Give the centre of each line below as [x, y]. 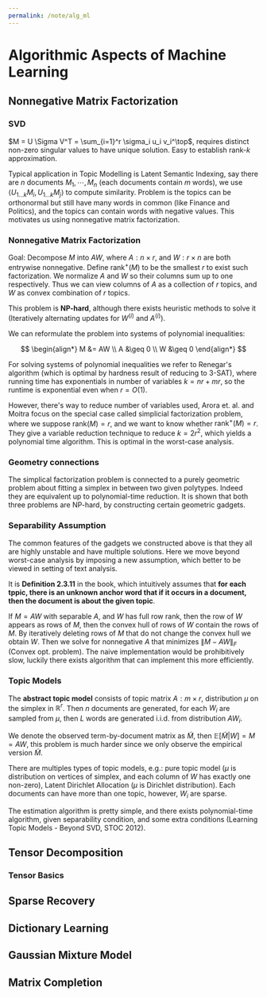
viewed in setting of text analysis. [63, 568]
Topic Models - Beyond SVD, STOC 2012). [77, 827]
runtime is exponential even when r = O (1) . [78, 389]
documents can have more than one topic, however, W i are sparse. [118, 794]
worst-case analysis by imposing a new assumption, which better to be [124, 560]
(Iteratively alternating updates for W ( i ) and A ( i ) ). [87, 317]
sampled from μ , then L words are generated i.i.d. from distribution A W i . [126, 719]
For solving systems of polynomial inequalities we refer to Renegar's [120, 364]
